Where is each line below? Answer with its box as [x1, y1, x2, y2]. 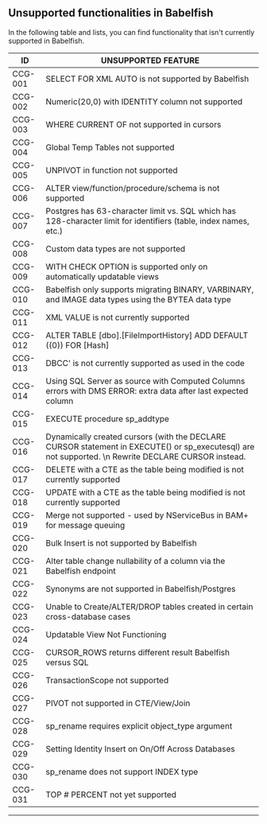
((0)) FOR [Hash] [45, 340, 110, 351]
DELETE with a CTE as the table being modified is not [45, 464, 245, 475]
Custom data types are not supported [45, 243, 186, 254]
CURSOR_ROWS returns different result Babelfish [45, 647, 230, 658]
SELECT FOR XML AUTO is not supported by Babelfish [45, 73, 250, 84]
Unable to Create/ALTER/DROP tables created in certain [45, 601, 253, 612]
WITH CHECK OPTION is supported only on [45, 261, 208, 272]
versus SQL [45, 656, 89, 667]
